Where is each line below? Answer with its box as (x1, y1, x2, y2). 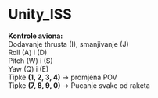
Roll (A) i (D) (8, 47, 48, 57)
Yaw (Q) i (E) (8, 64, 49, 73)
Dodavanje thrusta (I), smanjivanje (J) (8, 39, 129, 48)
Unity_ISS (8, 5, 72, 23)
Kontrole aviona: (8, 31, 63, 40)
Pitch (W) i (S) (8, 56, 53, 65)
